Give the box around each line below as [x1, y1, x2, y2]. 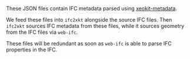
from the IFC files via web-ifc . [6, 29, 78, 36]
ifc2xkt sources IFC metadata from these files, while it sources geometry [6, 23, 185, 29]
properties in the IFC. [6, 46, 58, 53]
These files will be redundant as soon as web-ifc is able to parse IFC [6, 40, 172, 47]
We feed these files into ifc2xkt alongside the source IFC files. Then [6, 16, 172, 23]
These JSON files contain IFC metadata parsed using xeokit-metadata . [6, 5, 178, 12]
